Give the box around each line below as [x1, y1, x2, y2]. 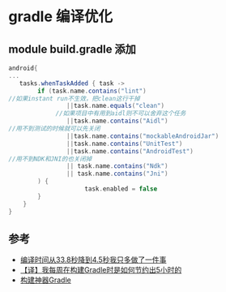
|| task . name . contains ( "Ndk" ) [66, 162, 168, 170]
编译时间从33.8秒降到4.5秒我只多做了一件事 [19, 255, 167, 264]
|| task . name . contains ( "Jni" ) [66, 170, 168, 178]
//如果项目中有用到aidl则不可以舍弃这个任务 [55, 109, 186, 118]
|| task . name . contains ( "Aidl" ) [66, 117, 168, 126]
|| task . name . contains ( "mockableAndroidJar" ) [66, 131, 220, 140]
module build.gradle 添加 [8, 42, 136, 56]
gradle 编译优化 [8, 7, 113, 26]
